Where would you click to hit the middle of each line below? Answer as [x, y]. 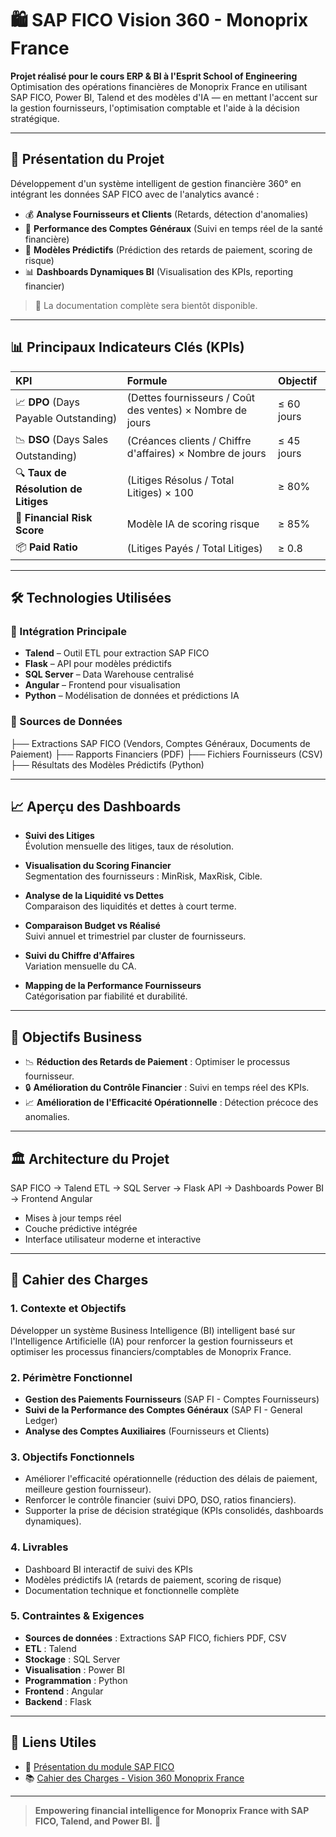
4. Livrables [39, 1547]
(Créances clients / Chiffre [189, 441]
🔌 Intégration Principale [68, 631]
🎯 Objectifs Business [76, 1037]
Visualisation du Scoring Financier [98, 866]
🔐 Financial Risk [54, 517]
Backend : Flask [58, 1701]
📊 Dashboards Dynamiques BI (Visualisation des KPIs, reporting [159, 271]
